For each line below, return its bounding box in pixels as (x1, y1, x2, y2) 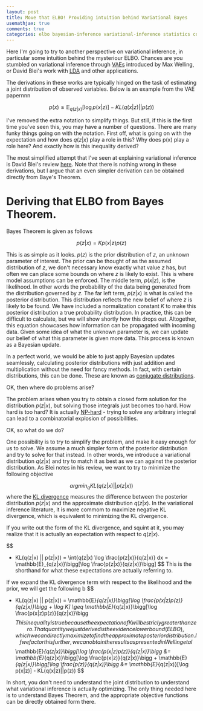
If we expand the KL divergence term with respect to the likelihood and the (6, 578, 192, 586)
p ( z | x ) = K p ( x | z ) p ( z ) (76, 239, 127, 246)
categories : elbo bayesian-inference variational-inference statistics (6, 31, 190, 38)
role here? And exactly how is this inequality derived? (6, 142, 139, 149)
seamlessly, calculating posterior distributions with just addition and (6, 359, 175, 366)
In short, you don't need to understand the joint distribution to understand (6, 678, 190, 686)
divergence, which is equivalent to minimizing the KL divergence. (6, 512, 169, 519)
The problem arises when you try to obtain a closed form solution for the (6, 395, 187, 402)
